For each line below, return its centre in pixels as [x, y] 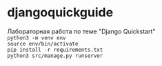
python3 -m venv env [37, 38]
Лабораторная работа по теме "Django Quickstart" [81, 31]
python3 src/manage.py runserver [55, 56]
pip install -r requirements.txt [55, 50]
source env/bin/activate [43, 44]
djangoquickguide [60, 13]
